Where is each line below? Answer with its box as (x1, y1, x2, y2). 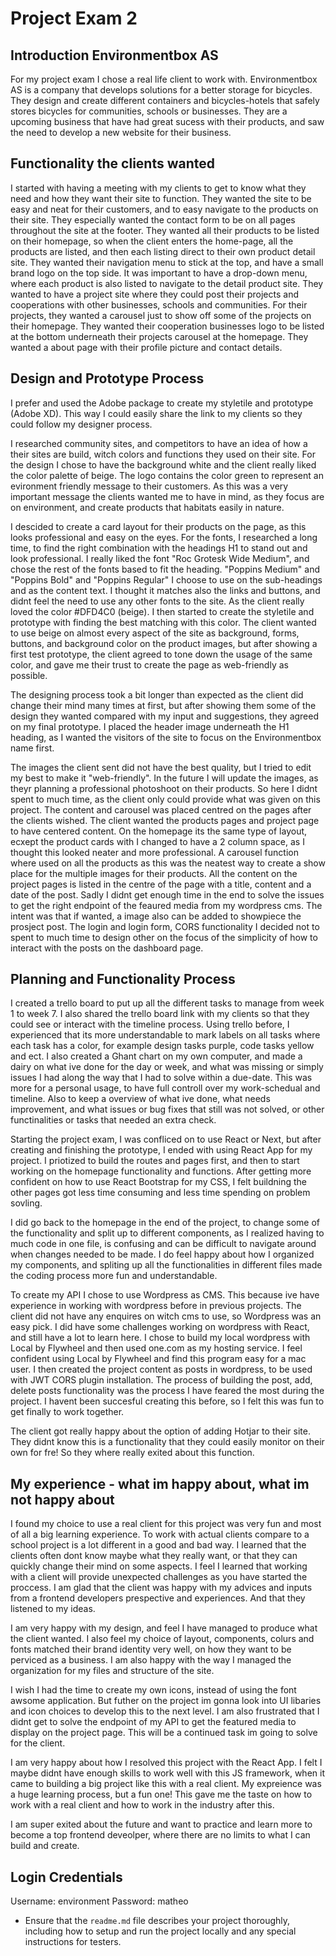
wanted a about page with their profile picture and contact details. (10, 341, 283, 353)
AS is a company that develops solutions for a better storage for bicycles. (10, 84, 313, 96)
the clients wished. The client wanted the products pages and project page (10, 814, 320, 826)
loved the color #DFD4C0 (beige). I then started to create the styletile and (10, 605, 315, 617)
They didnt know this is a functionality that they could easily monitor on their (10, 1436, 325, 1448)
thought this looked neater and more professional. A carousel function (10, 846, 299, 858)
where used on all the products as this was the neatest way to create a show (10, 857, 326, 869)
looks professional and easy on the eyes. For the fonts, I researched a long (10, 531, 318, 543)
